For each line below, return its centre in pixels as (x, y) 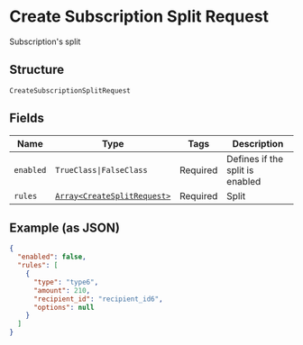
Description (258, 143)
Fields (27, 118)
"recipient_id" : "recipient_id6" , (98, 299)
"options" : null (64, 307)
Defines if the (255, 159)
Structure (37, 70)
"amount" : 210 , (62, 290)
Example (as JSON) (64, 227)
